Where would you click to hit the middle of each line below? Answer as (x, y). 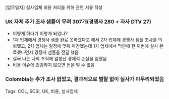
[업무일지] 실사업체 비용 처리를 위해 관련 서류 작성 (54, 7)
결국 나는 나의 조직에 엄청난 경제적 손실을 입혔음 (60, 59)
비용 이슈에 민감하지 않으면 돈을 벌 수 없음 (53, 65)
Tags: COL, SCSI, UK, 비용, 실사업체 (42, 91)
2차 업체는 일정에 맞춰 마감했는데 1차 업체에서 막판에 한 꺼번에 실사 (93, 46)
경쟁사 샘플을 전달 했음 (57, 52)
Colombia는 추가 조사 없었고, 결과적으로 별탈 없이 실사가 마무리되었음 (85, 79)
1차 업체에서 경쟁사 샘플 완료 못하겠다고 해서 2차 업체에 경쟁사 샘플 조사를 (85, 40)
